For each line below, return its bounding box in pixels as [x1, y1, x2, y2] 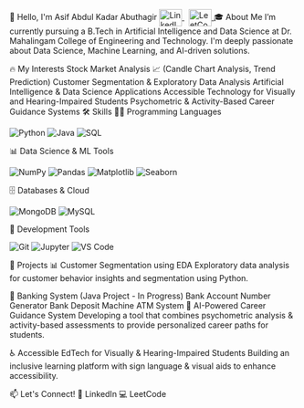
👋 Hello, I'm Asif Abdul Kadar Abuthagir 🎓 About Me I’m [9, 11, 277, 22]
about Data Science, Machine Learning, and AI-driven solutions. [9, 46, 250, 56]
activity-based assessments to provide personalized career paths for [9, 319, 269, 330]
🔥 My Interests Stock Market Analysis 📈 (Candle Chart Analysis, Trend [9, 64, 276, 74]
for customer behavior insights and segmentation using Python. [9, 273, 249, 283]
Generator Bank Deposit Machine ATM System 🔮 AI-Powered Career [9, 300, 267, 310]
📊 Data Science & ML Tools [9, 146, 114, 156]
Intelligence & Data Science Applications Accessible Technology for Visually [9, 87, 296, 97]
